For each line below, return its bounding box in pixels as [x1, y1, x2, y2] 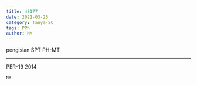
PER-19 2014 [6, 63, 37, 70]
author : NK [6, 30, 33, 36]
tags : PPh [6, 25, 30, 31]
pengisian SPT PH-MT [6, 46, 60, 53]
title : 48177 [6, 8, 38, 15]
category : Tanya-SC [6, 19, 54, 25]
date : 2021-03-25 [6, 14, 49, 20]
